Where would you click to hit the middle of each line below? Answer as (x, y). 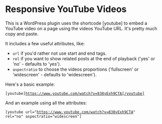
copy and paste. (22, 34)
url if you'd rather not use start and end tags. (59, 53)
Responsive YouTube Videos (66, 9)
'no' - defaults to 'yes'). (37, 64)
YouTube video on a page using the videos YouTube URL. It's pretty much (81, 28)
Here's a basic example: (30, 84)
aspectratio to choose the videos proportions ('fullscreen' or (75, 69)
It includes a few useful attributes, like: (45, 43)
